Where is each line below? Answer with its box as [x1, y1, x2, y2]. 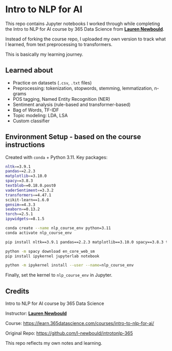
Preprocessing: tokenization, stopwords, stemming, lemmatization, [12, 85, 154, 91]
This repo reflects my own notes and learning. [5, 340, 102, 346]
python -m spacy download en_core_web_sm [5, 249, 95, 254]
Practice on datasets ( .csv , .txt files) [12, 79, 92, 85]
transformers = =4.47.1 [5, 192, 52, 198]
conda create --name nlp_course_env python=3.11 [5, 226, 111, 231]
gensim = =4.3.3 [5, 202, 36, 207]
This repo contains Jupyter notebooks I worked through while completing [5, 20, 160, 27]
